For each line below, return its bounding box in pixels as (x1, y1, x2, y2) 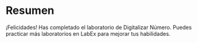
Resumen (5, 4, 55, 18)
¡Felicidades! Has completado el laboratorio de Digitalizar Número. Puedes (5, 24, 192, 31)
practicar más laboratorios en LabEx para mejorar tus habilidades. (5, 30, 171, 37)
